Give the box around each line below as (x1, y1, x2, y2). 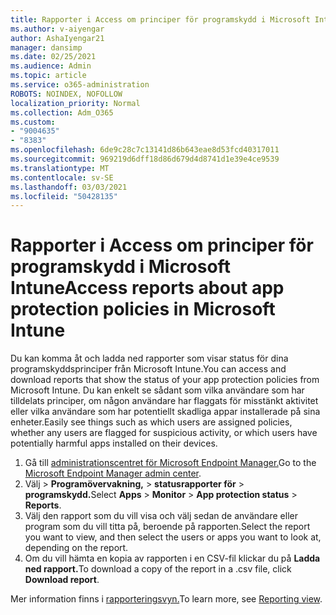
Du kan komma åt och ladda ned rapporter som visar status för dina (10, 352, 289, 365)
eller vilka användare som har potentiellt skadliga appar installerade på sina (10, 406, 321, 418)
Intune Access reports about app (10, 277, 285, 300)
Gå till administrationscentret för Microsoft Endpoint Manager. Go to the (24, 457, 317, 469)
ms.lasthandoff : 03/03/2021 (10, 182, 128, 192)
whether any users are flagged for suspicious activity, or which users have (10, 427, 318, 439)
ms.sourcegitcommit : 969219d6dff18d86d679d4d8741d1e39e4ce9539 (10, 154, 280, 164)
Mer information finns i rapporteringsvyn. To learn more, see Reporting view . (10, 593, 323, 605)
